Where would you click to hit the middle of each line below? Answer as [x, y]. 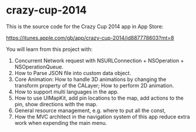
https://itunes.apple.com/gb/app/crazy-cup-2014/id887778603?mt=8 [90, 38]
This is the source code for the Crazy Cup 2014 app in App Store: [85, 26]
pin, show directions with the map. [56, 104]
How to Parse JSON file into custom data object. [73, 73]
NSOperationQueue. [39, 67]
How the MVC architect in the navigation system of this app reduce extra [102, 116]
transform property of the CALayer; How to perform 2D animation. [94, 85]
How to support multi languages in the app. [66, 92]
